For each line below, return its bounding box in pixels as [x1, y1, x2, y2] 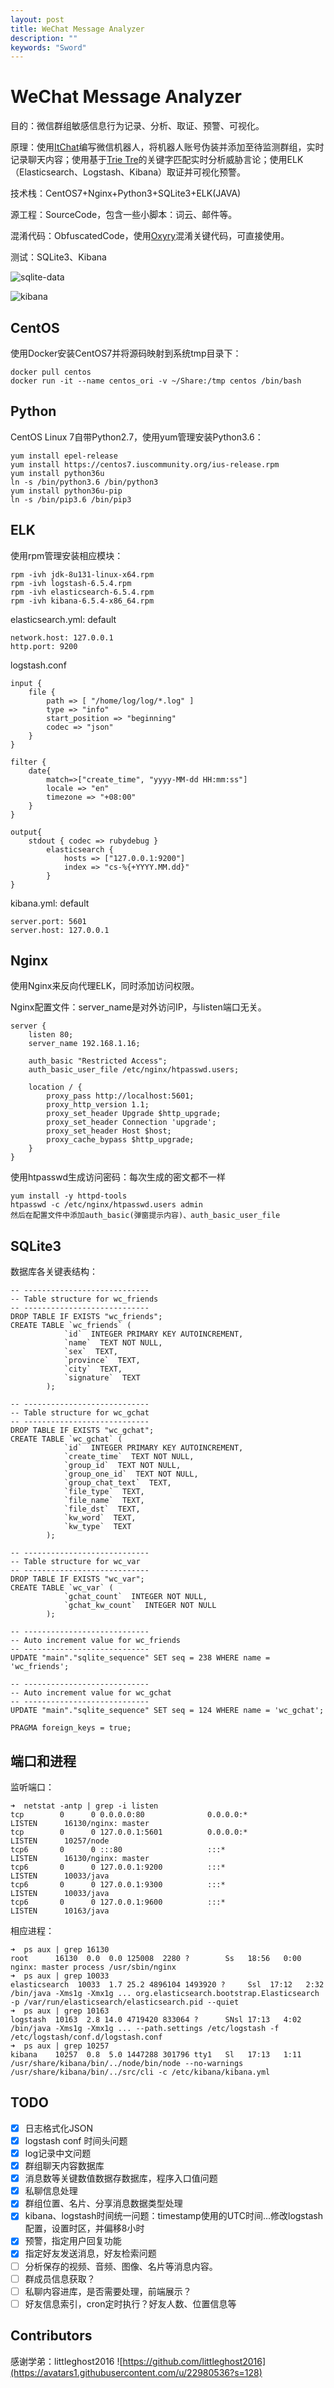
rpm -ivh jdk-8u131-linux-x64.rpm [10, 569, 155, 580]
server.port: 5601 [10, 916, 87, 926]
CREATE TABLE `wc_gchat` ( [10, 1434, 123, 1445]
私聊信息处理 [24, 2185, 78, 2197]
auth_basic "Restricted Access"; [28, 1056, 168, 1066]
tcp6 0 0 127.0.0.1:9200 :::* [10, 1862, 226, 1873]
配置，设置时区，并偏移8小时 [24, 2222, 145, 2235]
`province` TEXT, [63, 1356, 141, 1366]
